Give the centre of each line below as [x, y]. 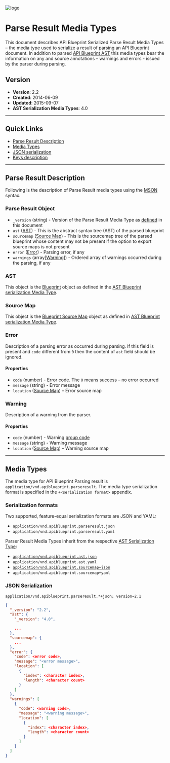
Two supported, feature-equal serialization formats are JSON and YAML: [81, 516]
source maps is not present [41, 246]
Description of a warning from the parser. [48, 415]
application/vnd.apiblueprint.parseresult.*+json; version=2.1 [73, 596]
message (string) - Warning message [50, 443]
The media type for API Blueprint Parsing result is [57, 481]
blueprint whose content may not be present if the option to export [82, 241]
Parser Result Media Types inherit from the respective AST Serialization [80, 541]
